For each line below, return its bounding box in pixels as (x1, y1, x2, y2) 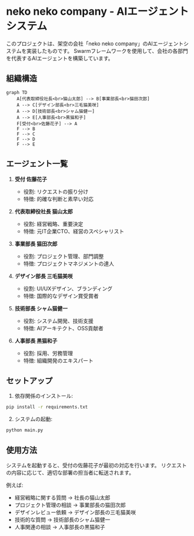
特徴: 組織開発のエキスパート (23, 357, 94, 364)
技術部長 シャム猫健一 (14, 304, 68, 311)
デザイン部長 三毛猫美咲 (14, 272, 73, 279)
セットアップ (6, 376, 53, 386)
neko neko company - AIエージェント (6, 5, 189, 18)
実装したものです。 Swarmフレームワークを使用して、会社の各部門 (26, 47, 188, 54)
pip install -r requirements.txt (6, 404, 88, 410)
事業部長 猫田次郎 (14, 240, 58, 247)
